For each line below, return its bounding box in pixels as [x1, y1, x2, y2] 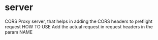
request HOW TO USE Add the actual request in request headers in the [5, 23, 153, 29]
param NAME [5, 29, 33, 35]
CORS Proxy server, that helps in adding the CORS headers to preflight [5, 18, 153, 24]
